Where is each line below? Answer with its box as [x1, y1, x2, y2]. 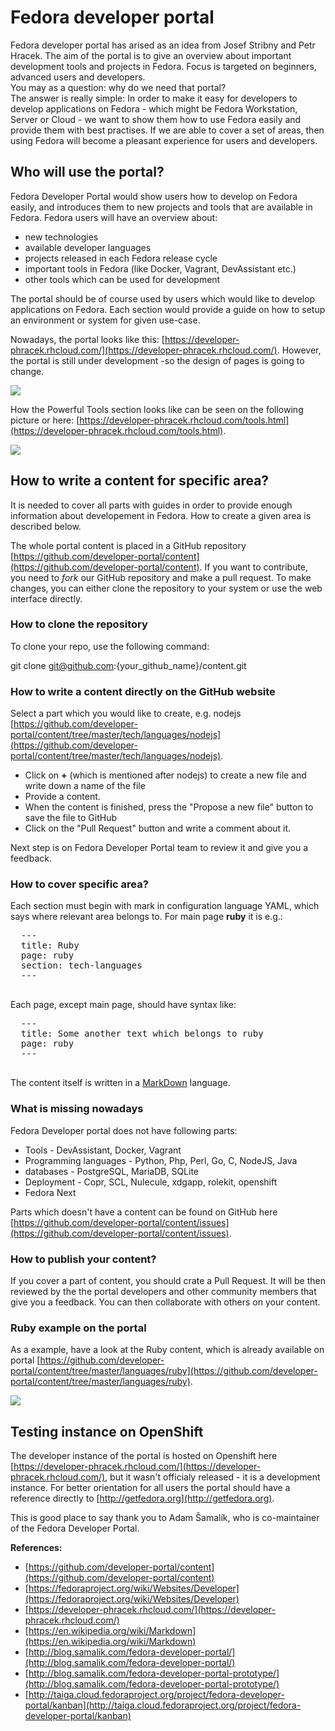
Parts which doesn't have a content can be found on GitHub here [10, 1206, 278, 1218]
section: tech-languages [20, 960, 143, 971]
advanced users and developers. [10, 71, 146, 83]
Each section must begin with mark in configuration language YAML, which [10, 900, 320, 912]
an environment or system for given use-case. [10, 314, 201, 326]
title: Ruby [20, 940, 80, 951]
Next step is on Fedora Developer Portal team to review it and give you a [10, 842, 308, 854]
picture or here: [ [10, 414, 80, 426]
